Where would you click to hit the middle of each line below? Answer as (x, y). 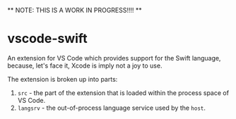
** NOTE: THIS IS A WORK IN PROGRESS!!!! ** (75, 10)
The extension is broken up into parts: (63, 79)
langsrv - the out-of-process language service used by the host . (112, 108)
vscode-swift (47, 39)
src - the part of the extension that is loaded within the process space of (123, 93)
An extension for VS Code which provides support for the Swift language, (114, 58)
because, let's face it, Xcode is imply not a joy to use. (85, 65)
